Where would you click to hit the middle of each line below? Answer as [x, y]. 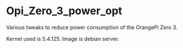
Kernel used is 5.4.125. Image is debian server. [63, 39]
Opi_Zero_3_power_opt [64, 11]
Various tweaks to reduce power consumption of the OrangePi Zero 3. [92, 27]
